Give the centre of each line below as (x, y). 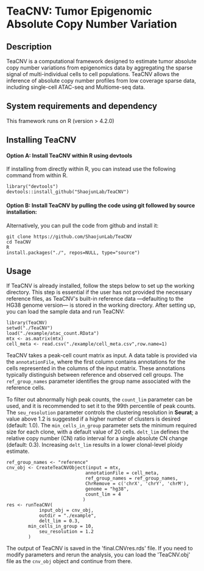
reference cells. (26, 388)
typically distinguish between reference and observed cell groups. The (95, 375)
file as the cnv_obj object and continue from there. (69, 561)
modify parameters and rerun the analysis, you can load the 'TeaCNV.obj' (98, 555)
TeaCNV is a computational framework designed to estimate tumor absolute (101, 61)
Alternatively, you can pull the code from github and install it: (83, 225)
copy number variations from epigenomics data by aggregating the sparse (100, 68)
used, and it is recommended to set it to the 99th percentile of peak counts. (101, 406)
